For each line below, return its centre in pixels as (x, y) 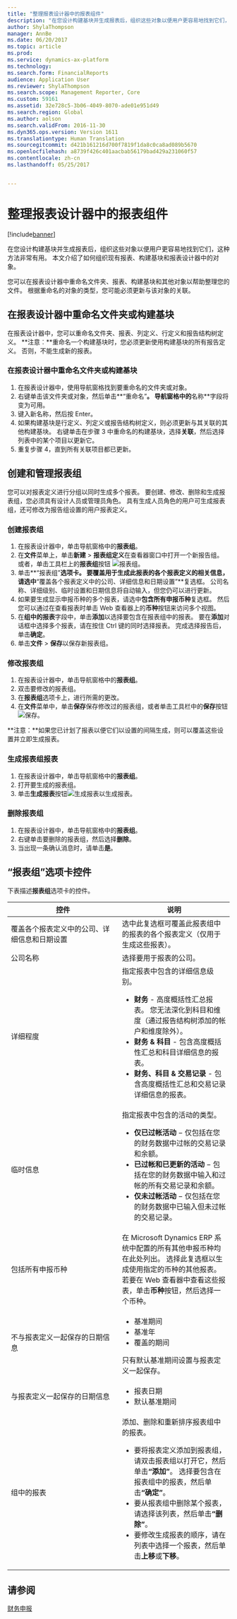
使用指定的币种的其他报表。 (175, 1269)
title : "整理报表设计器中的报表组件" (56, 14)
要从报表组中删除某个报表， (180, 1503)
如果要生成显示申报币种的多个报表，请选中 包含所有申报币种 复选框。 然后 (123, 599)
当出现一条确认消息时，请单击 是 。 (67, 848)
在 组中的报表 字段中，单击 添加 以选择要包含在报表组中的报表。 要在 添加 (120, 616)
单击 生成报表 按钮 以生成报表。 (77, 793)
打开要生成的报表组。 (48, 785)
